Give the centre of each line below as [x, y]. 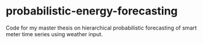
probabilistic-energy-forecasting [92, 11]
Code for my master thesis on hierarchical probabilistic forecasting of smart [101, 28]
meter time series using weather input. [54, 34]
